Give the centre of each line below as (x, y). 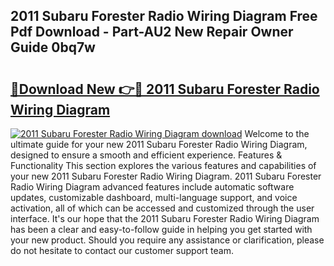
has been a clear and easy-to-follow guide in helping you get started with (161, 229)
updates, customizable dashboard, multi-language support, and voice (154, 197)
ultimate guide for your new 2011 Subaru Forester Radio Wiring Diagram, (159, 144)
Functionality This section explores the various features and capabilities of (163, 165)
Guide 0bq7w (53, 47)
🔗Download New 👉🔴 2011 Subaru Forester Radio (165, 89)
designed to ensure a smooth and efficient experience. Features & (146, 155)
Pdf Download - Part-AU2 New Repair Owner (152, 32)
